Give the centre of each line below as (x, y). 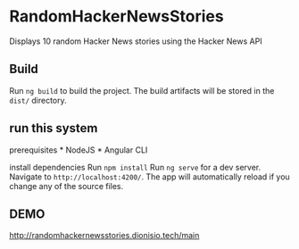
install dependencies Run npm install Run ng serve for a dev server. (135, 167)
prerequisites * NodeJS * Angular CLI (79, 150)
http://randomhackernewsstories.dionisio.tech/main (104, 236)
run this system (54, 128)
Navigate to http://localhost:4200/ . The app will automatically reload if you (149, 177)
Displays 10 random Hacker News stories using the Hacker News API (136, 41)
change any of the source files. (66, 186)
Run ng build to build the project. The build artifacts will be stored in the (142, 90)
